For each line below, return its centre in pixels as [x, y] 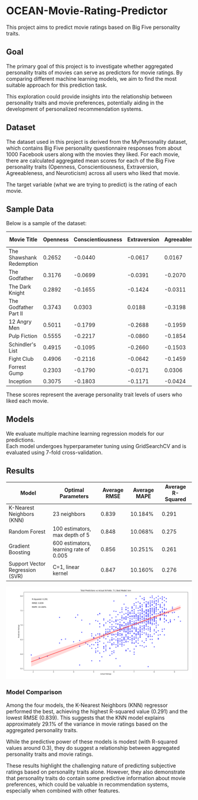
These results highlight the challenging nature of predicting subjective [91, 765]
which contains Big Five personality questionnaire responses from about [94, 148]
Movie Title [23, 239]
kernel [60, 573]
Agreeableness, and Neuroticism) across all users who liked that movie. [93, 173]
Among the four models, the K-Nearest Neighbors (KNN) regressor [87, 705]
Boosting [19, 552]
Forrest [17, 367]
